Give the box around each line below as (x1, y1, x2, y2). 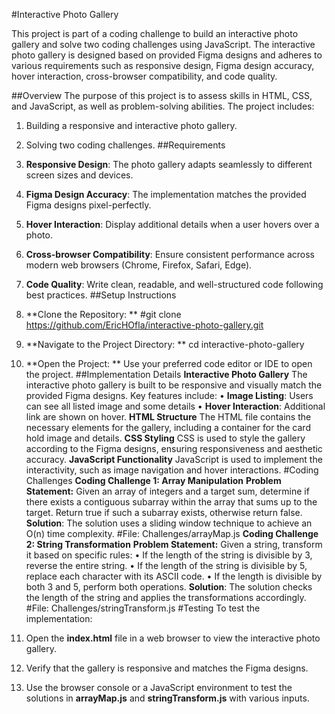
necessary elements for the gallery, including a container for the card (25, 422, 311, 433)
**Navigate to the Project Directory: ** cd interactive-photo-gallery (25, 339, 305, 350)
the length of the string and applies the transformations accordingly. (25, 592, 307, 603)
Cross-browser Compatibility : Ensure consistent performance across (25, 249, 315, 260)
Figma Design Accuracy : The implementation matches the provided (25, 189, 307, 200)
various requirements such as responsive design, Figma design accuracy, (11, 60, 315, 71)
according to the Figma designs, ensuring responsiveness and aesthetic (25, 443, 323, 454)
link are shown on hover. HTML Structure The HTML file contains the (25, 411, 312, 423)
